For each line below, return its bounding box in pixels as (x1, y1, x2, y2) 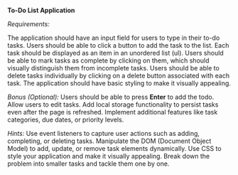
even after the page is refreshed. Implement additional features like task (7, 108, 218, 116)
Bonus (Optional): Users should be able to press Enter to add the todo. (7, 92, 215, 101)
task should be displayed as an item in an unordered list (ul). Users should (7, 49, 224, 57)
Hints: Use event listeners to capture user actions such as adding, (7, 129, 200, 137)
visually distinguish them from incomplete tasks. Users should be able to (7, 64, 220, 72)
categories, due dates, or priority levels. (7, 115, 124, 124)
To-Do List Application (7, 6, 75, 14)
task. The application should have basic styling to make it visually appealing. (7, 79, 231, 87)
